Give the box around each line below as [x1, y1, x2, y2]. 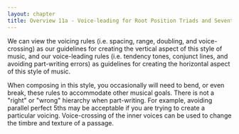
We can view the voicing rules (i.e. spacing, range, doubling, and [7, 36, 197, 45]
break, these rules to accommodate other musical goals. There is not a [7, 88, 215, 97]
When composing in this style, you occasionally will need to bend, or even [7, 81, 225, 89]
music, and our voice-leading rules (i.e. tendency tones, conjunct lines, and [7, 51, 228, 61]
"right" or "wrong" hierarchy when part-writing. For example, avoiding [7, 96, 213, 104]
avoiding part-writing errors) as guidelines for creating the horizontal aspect [7, 59, 230, 68]
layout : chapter [7, 10, 55, 18]
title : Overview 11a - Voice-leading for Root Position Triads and [7, 17, 212, 24]
